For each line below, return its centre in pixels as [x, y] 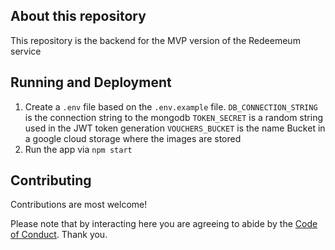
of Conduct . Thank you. [59, 235]
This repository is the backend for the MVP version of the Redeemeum [155, 40]
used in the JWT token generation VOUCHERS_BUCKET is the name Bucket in [175, 128]
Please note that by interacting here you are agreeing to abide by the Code [164, 224]
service [26, 51]
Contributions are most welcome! [79, 205]
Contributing [51, 180]
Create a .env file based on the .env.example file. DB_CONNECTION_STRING [171, 106]
